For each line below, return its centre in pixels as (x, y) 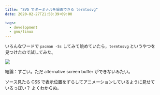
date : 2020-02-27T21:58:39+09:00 (39, 14)
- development (23, 27)
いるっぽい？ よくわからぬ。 (33, 88)
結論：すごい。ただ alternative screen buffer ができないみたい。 (69, 72)
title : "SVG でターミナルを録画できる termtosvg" (51, 9)
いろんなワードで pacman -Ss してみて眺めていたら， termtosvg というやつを (80, 46)
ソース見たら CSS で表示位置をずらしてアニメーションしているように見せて (80, 82)
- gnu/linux (22, 32)
